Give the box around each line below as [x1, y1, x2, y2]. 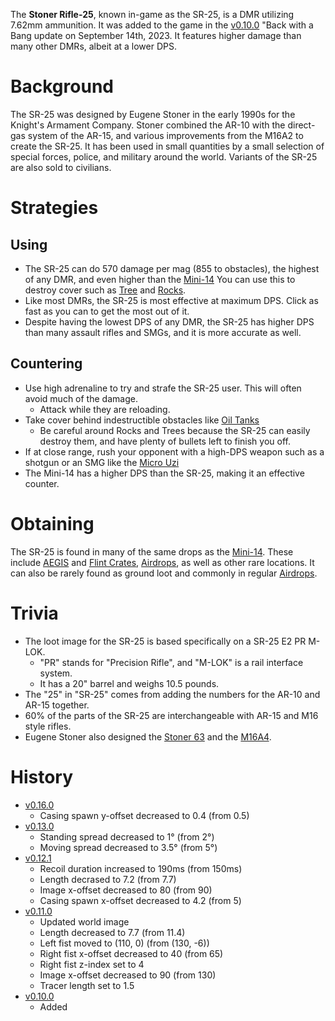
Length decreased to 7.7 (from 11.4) [39, 926, 186, 938]
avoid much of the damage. [24, 392, 138, 404]
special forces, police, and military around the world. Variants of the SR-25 [10, 150, 318, 163]
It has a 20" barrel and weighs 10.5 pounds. [39, 677, 220, 689]
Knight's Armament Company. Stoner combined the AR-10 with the [10, 119, 286, 131]
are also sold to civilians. [10, 161, 112, 173]
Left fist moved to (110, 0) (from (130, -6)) [39, 937, 210, 949]
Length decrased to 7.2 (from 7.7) [39, 873, 177, 885]
